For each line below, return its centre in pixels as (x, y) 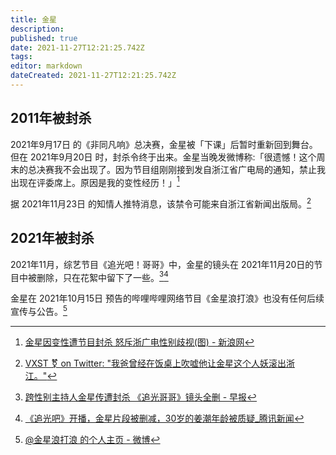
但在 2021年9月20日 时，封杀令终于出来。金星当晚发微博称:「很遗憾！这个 (163, 157)
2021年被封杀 (52, 238)
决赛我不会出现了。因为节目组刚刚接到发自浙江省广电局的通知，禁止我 (181, 169)
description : (37, 29)
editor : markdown (46, 66)
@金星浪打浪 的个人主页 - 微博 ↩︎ (92, 440)
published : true (44, 38)
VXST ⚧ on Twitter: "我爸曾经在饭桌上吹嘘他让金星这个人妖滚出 (155, 363)
